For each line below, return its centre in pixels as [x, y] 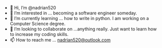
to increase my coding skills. [39, 34]
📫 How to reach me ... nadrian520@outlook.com [60, 40]
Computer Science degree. [38, 23]
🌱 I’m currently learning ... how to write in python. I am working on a [79, 18]
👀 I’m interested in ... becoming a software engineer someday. [73, 13]
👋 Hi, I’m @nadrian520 [33, 8]
